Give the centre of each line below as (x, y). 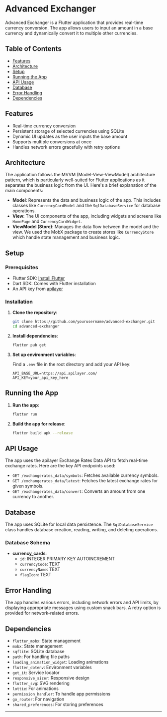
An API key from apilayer (38, 289)
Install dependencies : (35, 336)
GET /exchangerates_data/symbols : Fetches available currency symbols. (85, 475)
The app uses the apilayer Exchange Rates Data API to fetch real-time (77, 460)
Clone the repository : (35, 313)
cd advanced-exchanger (36, 327)
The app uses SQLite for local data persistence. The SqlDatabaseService (79, 524)
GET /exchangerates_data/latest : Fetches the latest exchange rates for (85, 481)
